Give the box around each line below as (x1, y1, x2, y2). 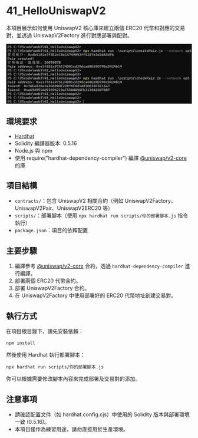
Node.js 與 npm (14, 147, 53, 154)
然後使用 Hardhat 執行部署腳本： (6, 351, 85, 358)
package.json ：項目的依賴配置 (14, 227, 88, 234)
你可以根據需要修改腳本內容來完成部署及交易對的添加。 (6, 376, 140, 383)
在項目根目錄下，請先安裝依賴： (6, 328, 84, 335)
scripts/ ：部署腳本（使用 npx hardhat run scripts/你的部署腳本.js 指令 (14, 212, 189, 219)
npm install (6, 340, 35, 346)
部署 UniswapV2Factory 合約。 (14, 285, 90, 292)
